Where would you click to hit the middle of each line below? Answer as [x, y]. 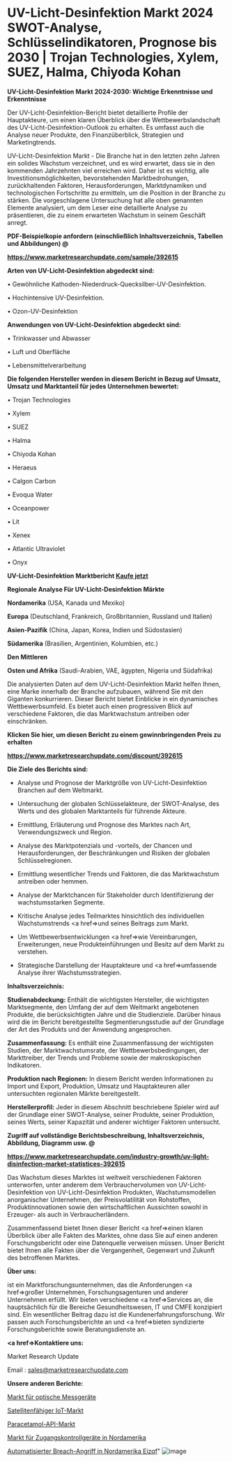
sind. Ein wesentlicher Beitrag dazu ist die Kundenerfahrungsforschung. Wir [116, 1314]
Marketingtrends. [32, 142]
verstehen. [33, 951]
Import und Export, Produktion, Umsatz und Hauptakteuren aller [99, 1086]
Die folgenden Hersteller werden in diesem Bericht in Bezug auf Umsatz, [114, 379]
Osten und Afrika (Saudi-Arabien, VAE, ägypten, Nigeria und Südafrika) [110, 670]
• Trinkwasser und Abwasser [49, 338]
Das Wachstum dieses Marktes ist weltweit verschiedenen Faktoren [105, 1177]
